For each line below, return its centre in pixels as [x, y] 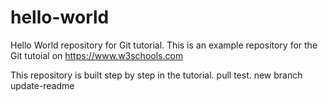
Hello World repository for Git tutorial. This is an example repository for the [164, 45]
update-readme [42, 85]
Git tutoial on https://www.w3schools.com [97, 55]
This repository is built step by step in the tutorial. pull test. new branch [156, 75]
